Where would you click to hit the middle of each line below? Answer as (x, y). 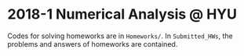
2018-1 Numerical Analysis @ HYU (122, 14)
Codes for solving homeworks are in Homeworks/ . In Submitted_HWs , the (120, 36)
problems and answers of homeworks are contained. (93, 44)
